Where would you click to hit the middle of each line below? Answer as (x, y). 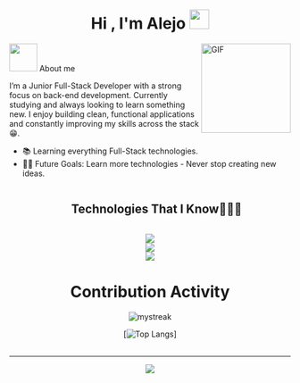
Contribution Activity (150, 291)
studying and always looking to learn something (97, 104)
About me (57, 68)
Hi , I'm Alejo (138, 24)
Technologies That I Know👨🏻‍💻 (157, 209)
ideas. (33, 173)
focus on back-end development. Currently (88, 95)
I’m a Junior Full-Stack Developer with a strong (96, 86)
